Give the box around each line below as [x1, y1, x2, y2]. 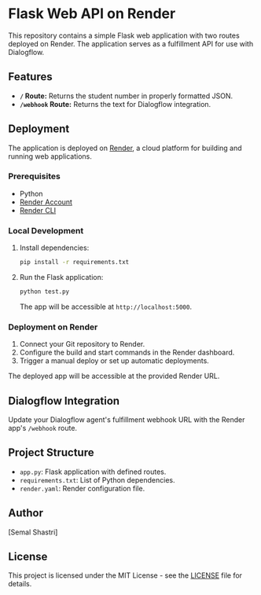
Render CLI [19, 205, 57, 215]
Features [8, 70, 53, 83]
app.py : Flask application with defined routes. [19, 467, 167, 476]
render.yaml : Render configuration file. [19, 483, 145, 493]
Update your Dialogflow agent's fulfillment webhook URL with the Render [8, 415, 245, 424]
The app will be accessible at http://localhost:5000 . [19, 302, 193, 311]
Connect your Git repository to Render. [19, 340, 145, 349]
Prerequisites [8, 171, 61, 182]
